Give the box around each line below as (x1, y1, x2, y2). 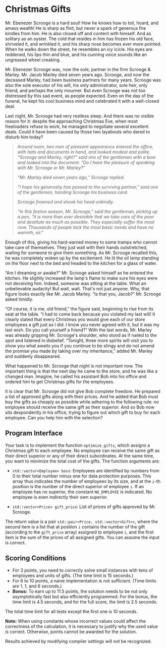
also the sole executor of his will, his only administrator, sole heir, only (5, 82, 148, 88)
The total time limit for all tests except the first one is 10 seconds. (5, 608, 138, 614)
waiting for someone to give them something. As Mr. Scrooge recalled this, (5, 250, 158, 256)
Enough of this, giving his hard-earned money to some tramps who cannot (5, 239, 158, 245)
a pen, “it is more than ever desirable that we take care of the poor (17, 213, 154, 219)
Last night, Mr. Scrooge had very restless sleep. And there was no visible (5, 113, 155, 119)
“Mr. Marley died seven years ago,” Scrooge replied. (17, 174, 125, 180)
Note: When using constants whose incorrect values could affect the (5, 618, 146, 624)
